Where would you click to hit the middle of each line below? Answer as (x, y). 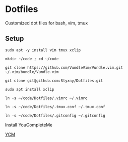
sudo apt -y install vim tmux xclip (43, 50)
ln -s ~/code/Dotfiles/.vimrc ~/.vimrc (46, 98)
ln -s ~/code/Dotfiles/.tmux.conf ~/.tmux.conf (55, 107)
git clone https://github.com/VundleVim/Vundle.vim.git (64, 68)
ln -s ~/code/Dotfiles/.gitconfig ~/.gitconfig (55, 116)
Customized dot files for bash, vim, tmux (47, 23)
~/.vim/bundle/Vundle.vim (32, 72)
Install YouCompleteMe (29, 125)
